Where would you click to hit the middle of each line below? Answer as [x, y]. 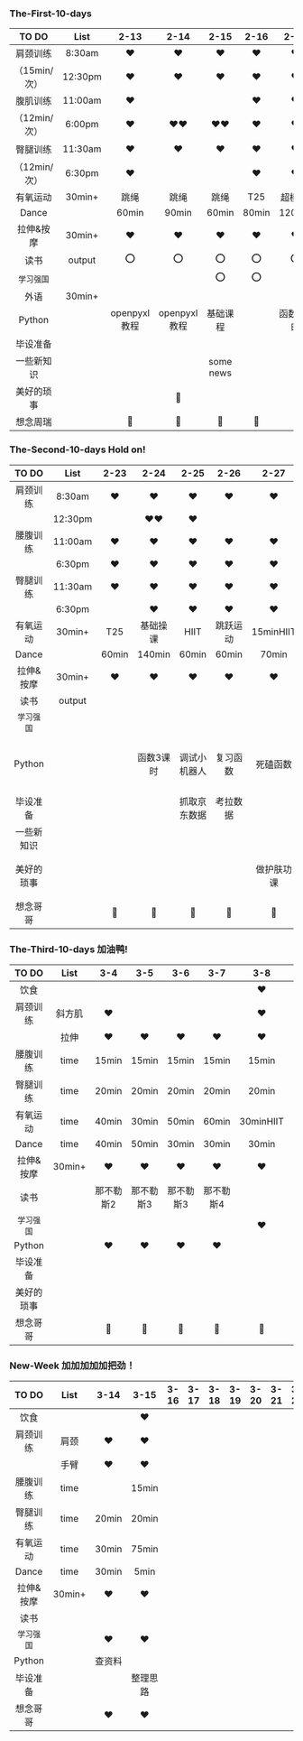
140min [154, 654]
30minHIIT [262, 1121]
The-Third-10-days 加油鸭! [69, 949]
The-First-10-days [51, 14]
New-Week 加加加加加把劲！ [73, 1366]
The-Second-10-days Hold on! [78, 449]
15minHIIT [274, 632]
